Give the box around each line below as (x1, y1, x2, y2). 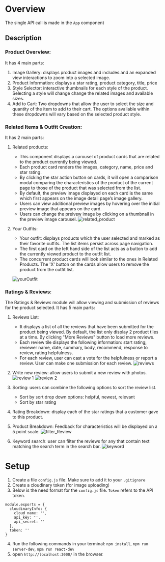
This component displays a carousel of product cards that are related (19, 153, 160, 159)
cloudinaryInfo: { (9, 506, 48, 511)
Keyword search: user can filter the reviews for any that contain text (12, 438, 150, 444)
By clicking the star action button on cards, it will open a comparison (19, 174, 159, 180)
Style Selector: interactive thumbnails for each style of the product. (12, 85, 148, 91)
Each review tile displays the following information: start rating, (19, 339, 147, 345)
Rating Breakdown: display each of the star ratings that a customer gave (12, 409, 159, 415)
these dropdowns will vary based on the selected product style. (12, 111, 141, 117)
